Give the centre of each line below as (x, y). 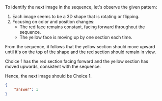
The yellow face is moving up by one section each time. (76, 37)
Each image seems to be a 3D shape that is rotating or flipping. (76, 16)
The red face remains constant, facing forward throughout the (82, 27)
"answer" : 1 (26, 89)
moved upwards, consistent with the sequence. (53, 66)
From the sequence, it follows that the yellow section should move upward (80, 47)
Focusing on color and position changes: (53, 22)
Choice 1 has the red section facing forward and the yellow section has (77, 61)
